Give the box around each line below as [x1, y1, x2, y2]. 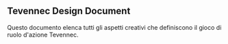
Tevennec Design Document [7, 5, 131, 17]
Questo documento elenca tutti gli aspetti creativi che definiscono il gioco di [7, 23, 222, 31]
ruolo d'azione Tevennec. [7, 30, 79, 39]
